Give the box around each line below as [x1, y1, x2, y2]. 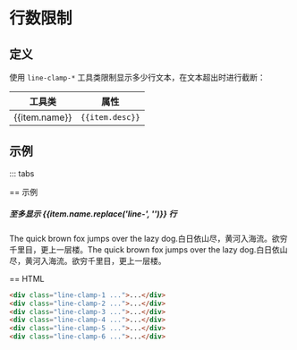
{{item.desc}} [80, 113, 140, 122]
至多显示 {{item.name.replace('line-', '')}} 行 [9, 209, 177, 219]
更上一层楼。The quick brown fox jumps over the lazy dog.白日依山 [39, 243, 288, 255]
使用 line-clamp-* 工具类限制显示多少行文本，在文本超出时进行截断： [9, 73, 266, 82]
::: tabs [9, 167, 35, 179]
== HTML [9, 273, 45, 284]
